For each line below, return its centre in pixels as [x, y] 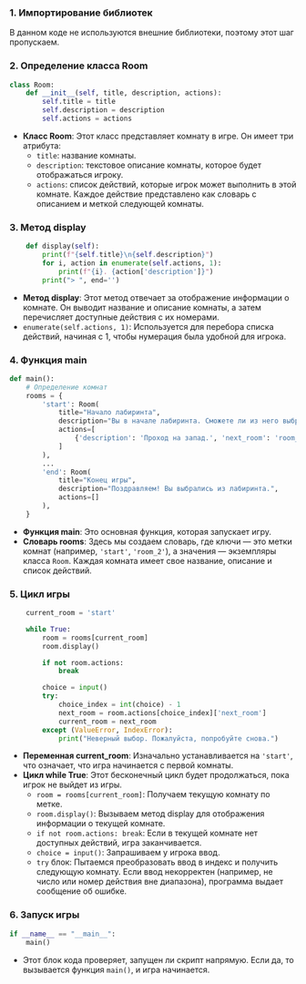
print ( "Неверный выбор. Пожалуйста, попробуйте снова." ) [168, 738]
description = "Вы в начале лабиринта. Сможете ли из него [168, 421]
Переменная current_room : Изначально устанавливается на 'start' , [158, 756]
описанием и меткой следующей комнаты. [120, 203]
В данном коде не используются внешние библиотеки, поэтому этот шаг [152, 33]
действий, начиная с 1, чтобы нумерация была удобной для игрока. [154, 336]
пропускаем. [35, 42]
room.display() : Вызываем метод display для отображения [150, 814]
